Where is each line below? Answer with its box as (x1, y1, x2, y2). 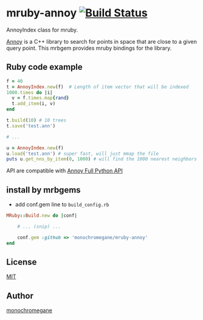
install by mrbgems (6, 185, 81, 195)
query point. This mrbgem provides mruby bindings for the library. (6, 44, 172, 52)
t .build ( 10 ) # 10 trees (6, 117, 67, 123)
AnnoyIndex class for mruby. (6, 26, 78, 33)
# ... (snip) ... (17, 223, 61, 230)
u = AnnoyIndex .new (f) (6, 145, 64, 151)
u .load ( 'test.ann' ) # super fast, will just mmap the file (6, 151, 159, 157)
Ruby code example (6, 62, 83, 72)
